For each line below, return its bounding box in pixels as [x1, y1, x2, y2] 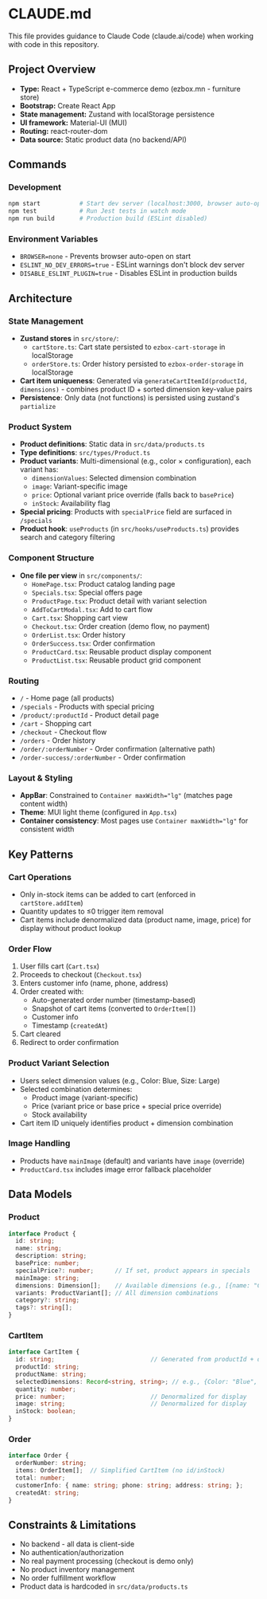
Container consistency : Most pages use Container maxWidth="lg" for [19, 816, 249, 826]
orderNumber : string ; [15, 1460, 87, 1467]
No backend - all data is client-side [19, 1539, 135, 1549]
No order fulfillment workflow [19, 1573, 117, 1583]
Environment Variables [8, 233, 99, 244]
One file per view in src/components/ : [19, 571, 143, 580]
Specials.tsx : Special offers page [31, 587, 143, 597]
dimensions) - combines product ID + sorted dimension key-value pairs [19, 384, 253, 395]
